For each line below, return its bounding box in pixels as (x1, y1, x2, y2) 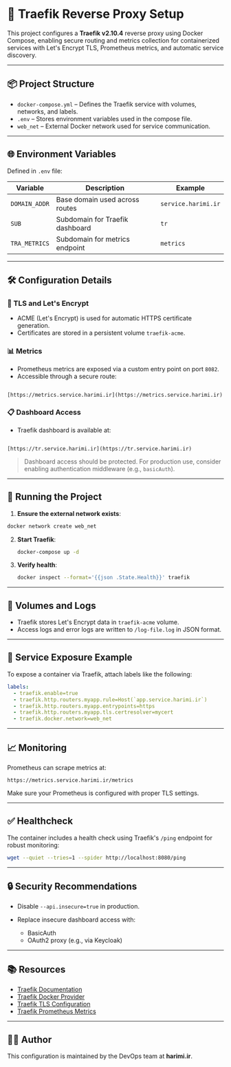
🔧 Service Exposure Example (7, 652, 133, 663)
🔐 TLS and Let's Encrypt (7, 298, 89, 308)
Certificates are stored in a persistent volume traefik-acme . (16, 329, 186, 337)
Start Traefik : (16, 535, 56, 543)
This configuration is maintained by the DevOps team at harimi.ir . (7, 1052, 193, 1060)
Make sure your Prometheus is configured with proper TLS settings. (7, 789, 199, 797)
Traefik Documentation (16, 985, 82, 994)
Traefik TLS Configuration (16, 1000, 91, 1008)
